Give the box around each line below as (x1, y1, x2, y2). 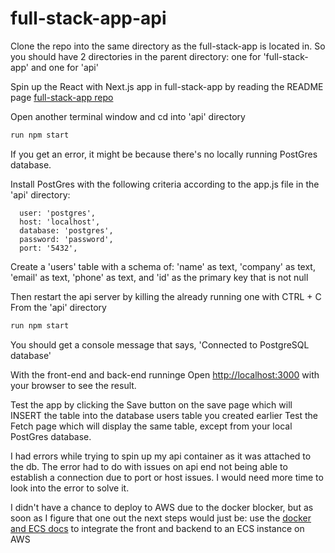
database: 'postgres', (19, 225, 114, 236)
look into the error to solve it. (10, 482, 130, 494)
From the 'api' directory (10, 301, 107, 313)
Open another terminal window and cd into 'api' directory (10, 110, 246, 122)
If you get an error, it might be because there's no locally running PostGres (10, 148, 318, 160)
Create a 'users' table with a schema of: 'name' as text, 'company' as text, (10, 260, 316, 272)
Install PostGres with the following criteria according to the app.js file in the (10, 178, 320, 190)
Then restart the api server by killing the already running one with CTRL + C (10, 290, 322, 302)
